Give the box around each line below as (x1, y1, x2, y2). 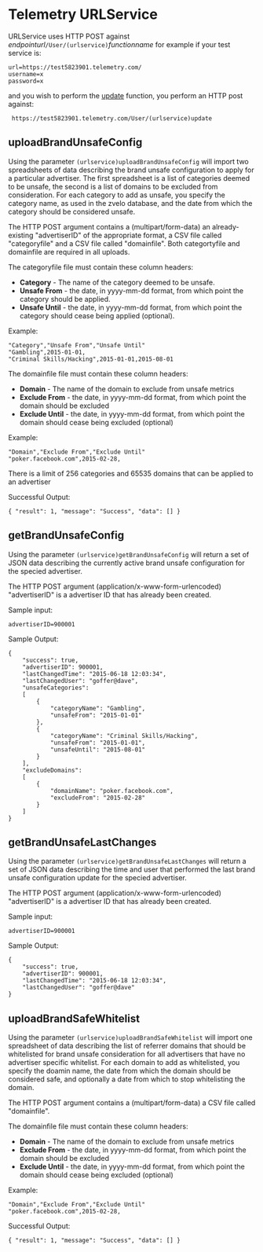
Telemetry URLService (8, 6, 159, 24)
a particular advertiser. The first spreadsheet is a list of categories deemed (8, 173, 250, 182)
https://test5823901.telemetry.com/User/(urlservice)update (11, 114, 213, 123)
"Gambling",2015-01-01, (8, 348, 86, 356)
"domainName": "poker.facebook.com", (49, 787, 174, 795)
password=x (8, 77, 44, 85)
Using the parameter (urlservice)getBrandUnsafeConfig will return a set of (8, 549, 250, 559)
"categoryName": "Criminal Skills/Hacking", (49, 732, 199, 740)
